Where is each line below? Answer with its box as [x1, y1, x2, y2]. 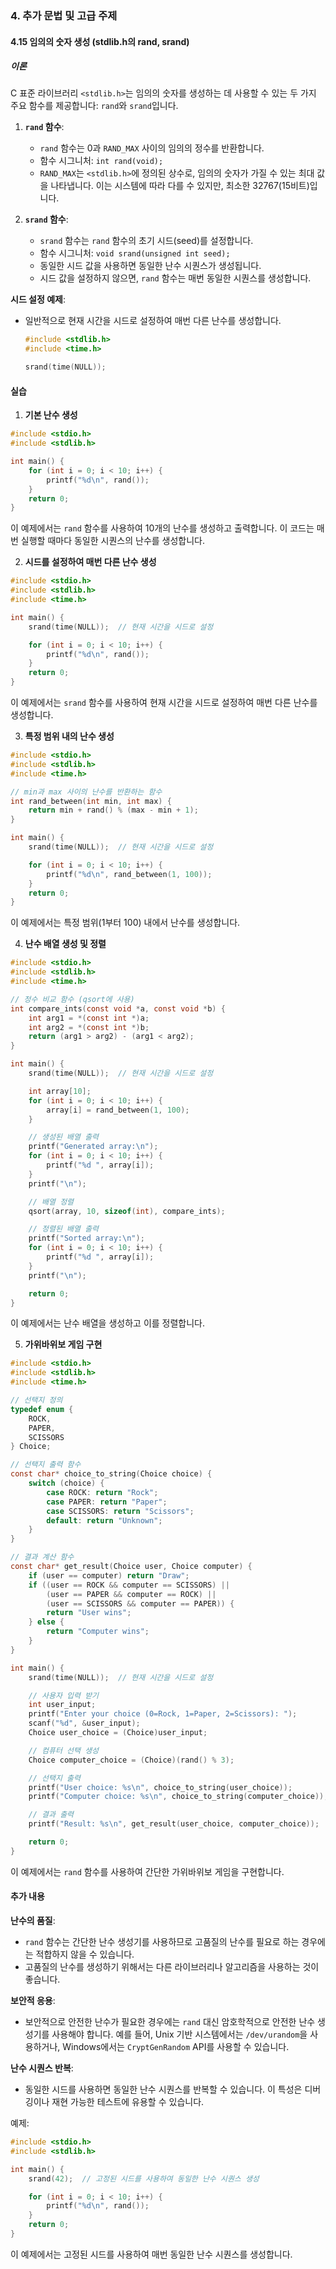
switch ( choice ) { [28, 1478, 105, 1489]
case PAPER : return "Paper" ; [46, 1497, 168, 1507]
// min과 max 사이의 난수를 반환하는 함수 [10, 787, 163, 797]
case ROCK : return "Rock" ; [46, 1487, 159, 1497]
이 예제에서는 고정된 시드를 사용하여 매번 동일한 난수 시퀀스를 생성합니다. [10, 2248, 293, 2260]
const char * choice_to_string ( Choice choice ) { [10, 1469, 213, 1479]
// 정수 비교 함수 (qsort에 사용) [10, 994, 135, 1004]
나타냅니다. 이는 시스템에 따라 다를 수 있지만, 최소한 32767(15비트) [50, 180, 310, 192]
